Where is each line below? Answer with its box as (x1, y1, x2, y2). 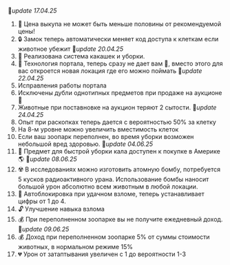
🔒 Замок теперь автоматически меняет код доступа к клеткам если (17, 35, 219, 43)
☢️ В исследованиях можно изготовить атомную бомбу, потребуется (17, 165, 221, 173)
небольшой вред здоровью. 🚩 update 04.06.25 (17, 140, 154, 148)
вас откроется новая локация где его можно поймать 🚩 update (17, 67, 202, 75)
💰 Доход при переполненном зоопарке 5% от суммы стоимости (17, 233, 210, 241)
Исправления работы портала (17, 81, 107, 89)
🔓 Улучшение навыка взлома (17, 205, 105, 213)
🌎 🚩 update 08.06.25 (17, 155, 78, 163)
